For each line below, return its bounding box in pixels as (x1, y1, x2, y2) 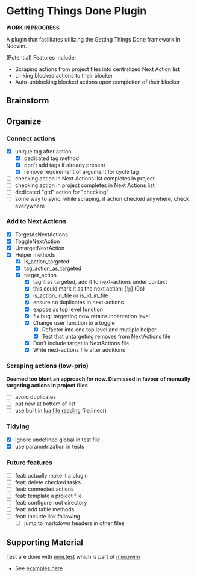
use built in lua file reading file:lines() (14, 407, 107, 414)
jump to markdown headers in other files (23, 519, 125, 527)
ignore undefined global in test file (14, 436, 101, 443)
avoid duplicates (14, 393, 56, 401)
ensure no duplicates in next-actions (33, 299, 124, 306)
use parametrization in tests (14, 443, 84, 450)
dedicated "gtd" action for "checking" (14, 188, 109, 196)
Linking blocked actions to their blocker (14, 72, 113, 79)
